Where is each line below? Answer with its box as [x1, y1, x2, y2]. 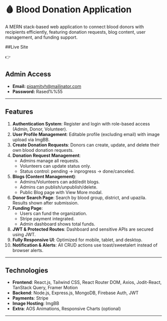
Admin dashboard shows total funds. [19, 221, 95, 227]
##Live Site [5, 44, 28, 50]
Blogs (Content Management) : [12, 173, 77, 179]
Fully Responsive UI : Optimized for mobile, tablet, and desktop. [12, 237, 143, 243]
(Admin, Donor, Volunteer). [12, 126, 68, 132]
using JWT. [12, 231, 36, 237]
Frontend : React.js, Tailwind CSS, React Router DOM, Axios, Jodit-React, [12, 279, 162, 285]
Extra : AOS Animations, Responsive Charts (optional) [12, 306, 121, 312]
